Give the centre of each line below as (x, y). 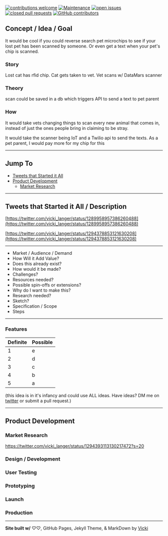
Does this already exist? (37, 264)
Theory (14, 88)
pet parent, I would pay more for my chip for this (55, 143)
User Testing (21, 473)
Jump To (19, 164)
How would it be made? (37, 269)
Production (19, 513)
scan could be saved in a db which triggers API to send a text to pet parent (82, 99)
